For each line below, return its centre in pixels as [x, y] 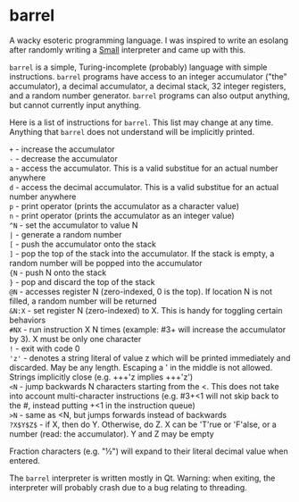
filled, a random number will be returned [83, 301]
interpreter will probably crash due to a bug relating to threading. [128, 487]
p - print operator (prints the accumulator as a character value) [124, 205]
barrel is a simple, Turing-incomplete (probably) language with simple [138, 67]
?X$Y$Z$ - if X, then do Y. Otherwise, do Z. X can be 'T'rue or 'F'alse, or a [143, 424]
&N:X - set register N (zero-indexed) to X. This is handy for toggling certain [146, 310]
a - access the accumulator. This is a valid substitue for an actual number [144, 168]
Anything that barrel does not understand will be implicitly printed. [132, 131]
